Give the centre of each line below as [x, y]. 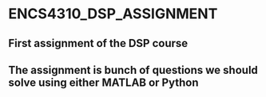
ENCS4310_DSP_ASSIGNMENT [113, 14]
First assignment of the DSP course [98, 43]
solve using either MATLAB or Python [103, 82]
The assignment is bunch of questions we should [133, 70]
